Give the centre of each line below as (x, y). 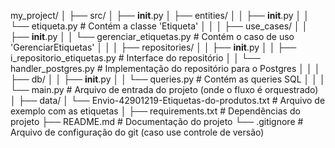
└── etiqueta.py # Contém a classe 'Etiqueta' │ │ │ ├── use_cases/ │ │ (159, 26)
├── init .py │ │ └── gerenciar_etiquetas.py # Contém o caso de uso (152, 36)
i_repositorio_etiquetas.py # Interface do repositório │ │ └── (135, 58)
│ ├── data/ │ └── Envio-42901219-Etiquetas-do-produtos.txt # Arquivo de (168, 100)
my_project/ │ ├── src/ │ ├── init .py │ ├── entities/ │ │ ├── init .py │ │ (160, 15)
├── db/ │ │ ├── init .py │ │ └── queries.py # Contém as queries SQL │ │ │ (168, 79)
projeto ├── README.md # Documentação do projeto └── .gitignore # (157, 121)
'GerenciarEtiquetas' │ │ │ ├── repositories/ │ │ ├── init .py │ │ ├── (153, 47)
